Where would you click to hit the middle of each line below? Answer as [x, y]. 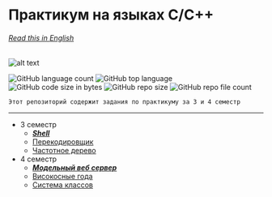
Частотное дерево [64, 151]
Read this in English [41, 37]
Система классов [62, 185]
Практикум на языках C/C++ [111, 15]
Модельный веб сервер [74, 168]
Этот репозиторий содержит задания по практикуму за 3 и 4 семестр [125, 102]
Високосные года [62, 177]
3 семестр [38, 125]
